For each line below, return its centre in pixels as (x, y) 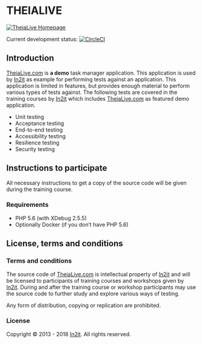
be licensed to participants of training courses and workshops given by (95, 280)
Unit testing (29, 116)
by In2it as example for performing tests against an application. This (91, 79)
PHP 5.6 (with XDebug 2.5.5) (51, 218)
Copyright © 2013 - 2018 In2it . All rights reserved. (69, 334)
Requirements (28, 205)
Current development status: (42, 39)
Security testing (35, 149)
